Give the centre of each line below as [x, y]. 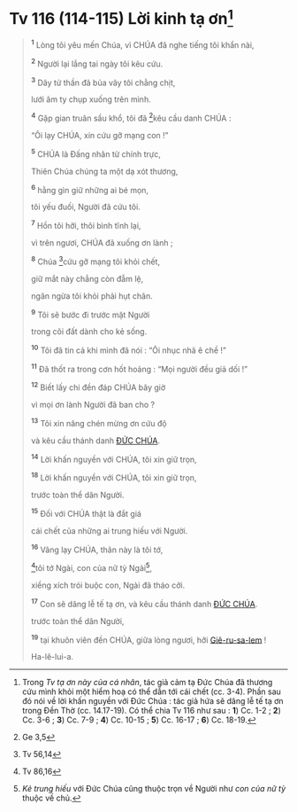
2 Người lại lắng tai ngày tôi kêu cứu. [97, 63]
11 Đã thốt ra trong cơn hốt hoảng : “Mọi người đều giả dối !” [139, 368]
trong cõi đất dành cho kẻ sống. [89, 332]
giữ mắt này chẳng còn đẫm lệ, [87, 278]
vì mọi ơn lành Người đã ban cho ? [93, 405]
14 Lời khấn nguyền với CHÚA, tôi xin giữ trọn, [114, 458]
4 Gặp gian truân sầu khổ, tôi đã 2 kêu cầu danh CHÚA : [131, 117]
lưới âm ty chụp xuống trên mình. [91, 99]
